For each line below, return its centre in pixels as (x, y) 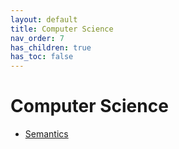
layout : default (44, 19)
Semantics (46, 134)
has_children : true (51, 47)
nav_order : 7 (37, 38)
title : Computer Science (62, 29)
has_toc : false (42, 57)
